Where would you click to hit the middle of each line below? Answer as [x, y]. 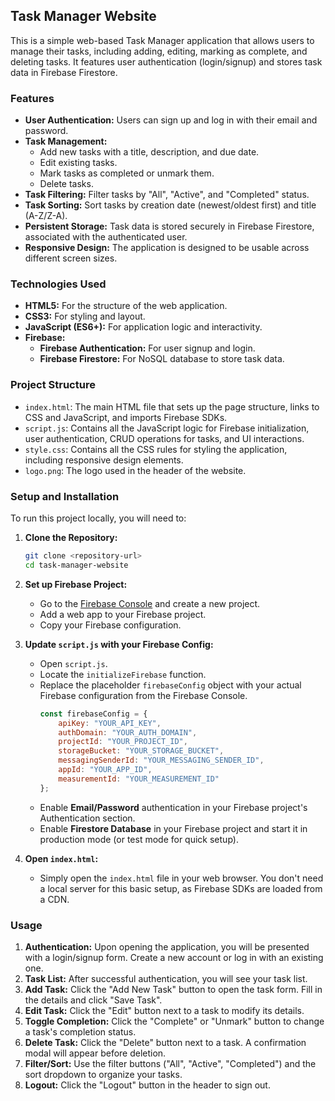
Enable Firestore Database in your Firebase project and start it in [173, 828]
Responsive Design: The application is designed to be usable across [167, 248]
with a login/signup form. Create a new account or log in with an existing [174, 957]
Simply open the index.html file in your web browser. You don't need [181, 878]
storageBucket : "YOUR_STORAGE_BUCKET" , [141, 751]
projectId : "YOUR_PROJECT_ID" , [123, 742]
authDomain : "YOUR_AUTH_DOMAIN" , [128, 732]
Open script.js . [73, 663]
